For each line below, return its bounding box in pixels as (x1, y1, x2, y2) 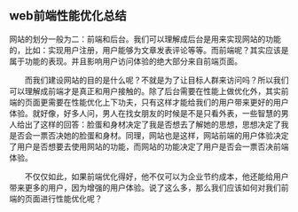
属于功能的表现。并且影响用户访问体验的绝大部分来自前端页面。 (9, 56, 242, 67)
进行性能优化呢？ (39, 193, 103, 204)
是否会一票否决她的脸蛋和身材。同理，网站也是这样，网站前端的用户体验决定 (9, 130, 289, 140)
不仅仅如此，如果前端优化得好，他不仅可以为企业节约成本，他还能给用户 (25, 171, 289, 182)
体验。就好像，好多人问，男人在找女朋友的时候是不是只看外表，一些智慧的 (9, 107, 281, 118)
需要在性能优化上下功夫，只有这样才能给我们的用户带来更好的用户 (47, 97, 289, 107)
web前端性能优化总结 (9, 8, 127, 24)
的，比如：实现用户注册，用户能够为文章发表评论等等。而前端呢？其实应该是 (9, 44, 289, 55)
